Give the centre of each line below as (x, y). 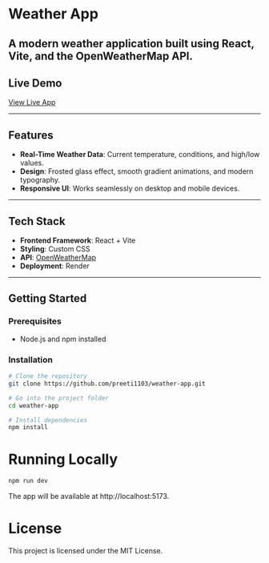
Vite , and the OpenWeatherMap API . (101, 56)
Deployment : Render (54, 266)
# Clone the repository (48, 376)
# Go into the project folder (59, 398)
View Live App (32, 103)
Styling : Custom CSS (55, 249)
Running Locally (63, 459)
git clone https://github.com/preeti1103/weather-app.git (107, 384)
